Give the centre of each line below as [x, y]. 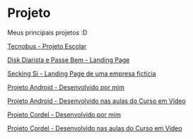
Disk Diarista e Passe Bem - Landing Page [69, 60]
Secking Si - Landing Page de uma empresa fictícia [82, 73]
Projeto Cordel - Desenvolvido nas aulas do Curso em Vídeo [95, 128]
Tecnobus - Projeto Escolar [47, 46]
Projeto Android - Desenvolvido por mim [66, 87]
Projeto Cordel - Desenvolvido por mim [64, 114]
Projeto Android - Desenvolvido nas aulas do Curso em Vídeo [96, 101]
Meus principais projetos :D [47, 32]
